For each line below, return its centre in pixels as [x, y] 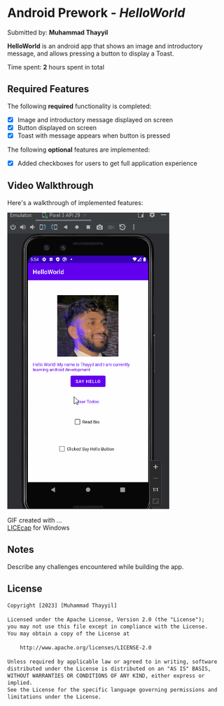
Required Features [48, 89]
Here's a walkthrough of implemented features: [75, 202]
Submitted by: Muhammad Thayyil [58, 32]
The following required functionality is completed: [79, 106]
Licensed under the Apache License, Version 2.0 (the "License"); [106, 620]
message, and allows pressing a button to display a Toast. [91, 53]
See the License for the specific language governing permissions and [112, 690]
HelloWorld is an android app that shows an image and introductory [105, 46]
